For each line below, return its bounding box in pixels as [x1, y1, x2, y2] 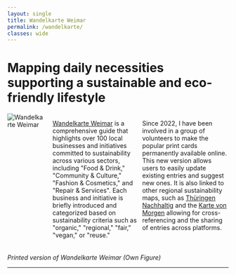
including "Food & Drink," [52, 164, 125, 173]
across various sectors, [52, 156, 121, 165]
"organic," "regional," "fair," [52, 224, 131, 232]
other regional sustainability [142, 187, 223, 195]
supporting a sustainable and [7, 75, 182, 91]
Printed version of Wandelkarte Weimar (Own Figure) [7, 253, 162, 262]
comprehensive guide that [52, 127, 129, 135]
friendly [7, 90, 55, 106]
